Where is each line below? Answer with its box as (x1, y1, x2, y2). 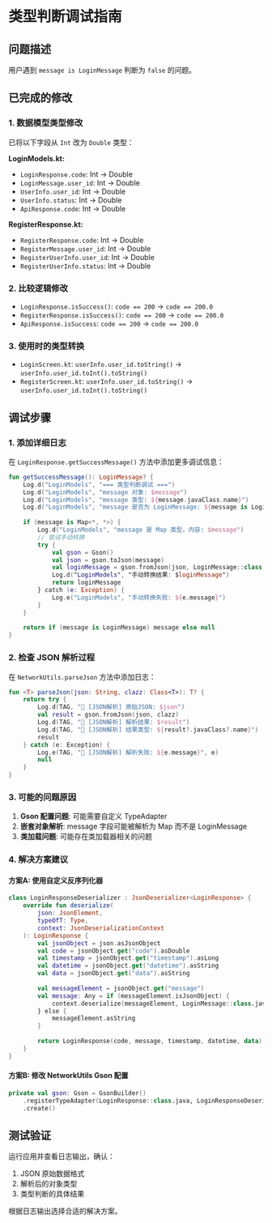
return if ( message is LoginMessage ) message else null (23, 624, 216, 632)
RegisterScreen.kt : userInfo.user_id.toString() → (19, 377, 193, 386)
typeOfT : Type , (37, 917, 89, 925)
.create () (23, 1104, 57, 1112)
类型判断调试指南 (8, 7, 123, 26)
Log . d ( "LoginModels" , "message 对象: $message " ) (23, 488, 188, 496)
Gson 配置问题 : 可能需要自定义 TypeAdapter (19, 812, 168, 821)
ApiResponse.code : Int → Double (19, 203, 126, 213)
